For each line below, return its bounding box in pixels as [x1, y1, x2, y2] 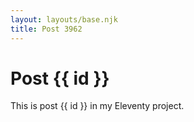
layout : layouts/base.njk [10, 14, 118, 25]
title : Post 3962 [10, 24, 83, 34]
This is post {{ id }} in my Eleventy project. [10, 100, 185, 112]
